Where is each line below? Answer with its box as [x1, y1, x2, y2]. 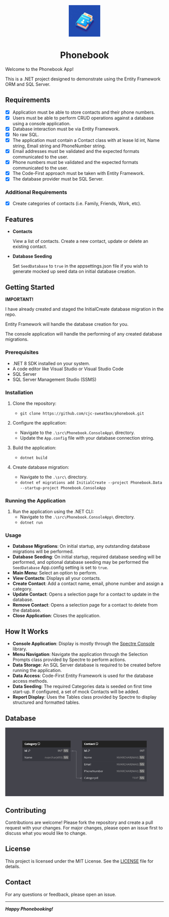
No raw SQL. [12, 131, 39, 137]
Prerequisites [5, 349, 39, 356]
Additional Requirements [5, 189, 67, 196]
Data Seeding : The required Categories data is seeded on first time [12, 684, 152, 690]
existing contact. [12, 243, 47, 249]
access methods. [12, 678, 49, 684]
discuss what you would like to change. [5, 830, 87, 837]
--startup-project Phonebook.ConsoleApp [20, 485, 106, 490]
